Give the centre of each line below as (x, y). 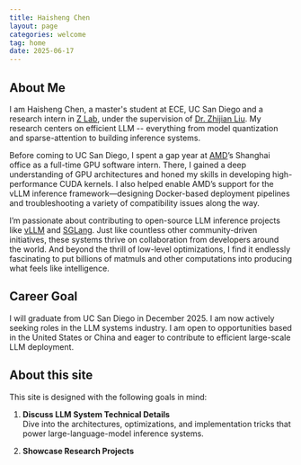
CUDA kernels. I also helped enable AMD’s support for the (167, 183)
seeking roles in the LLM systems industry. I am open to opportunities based (150, 327)
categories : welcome (48, 34)
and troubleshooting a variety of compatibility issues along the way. (135, 202)
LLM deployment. (42, 346)
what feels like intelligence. (59, 268)
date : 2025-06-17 (42, 51)
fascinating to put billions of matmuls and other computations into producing (151, 258)
